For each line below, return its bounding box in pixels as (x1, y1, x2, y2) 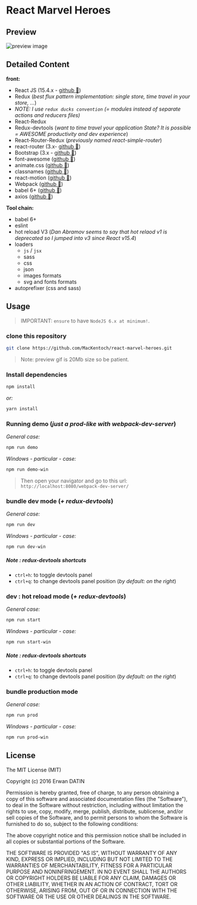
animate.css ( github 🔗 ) (14, 161, 69, 168)
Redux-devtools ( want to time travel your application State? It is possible (14, 124, 191, 131)
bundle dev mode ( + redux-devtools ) (6, 497, 113, 505)
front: (6, 75, 21, 82)
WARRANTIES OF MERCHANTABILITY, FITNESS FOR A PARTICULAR (6, 861, 172, 869)
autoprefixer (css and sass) (14, 284, 81, 291)
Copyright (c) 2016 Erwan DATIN (6, 777, 85, 784)
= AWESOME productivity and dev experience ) (14, 130, 128, 137)
